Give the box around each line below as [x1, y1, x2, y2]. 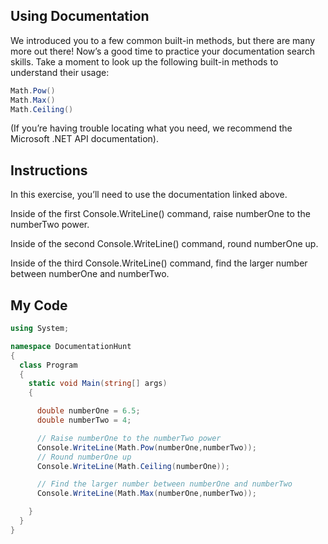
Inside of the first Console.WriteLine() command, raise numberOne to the [10, 208, 311, 220]
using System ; [10, 324, 70, 334]
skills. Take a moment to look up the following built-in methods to [10, 55, 279, 68]
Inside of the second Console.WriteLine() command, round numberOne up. [10, 238, 319, 250]
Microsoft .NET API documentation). [10, 133, 159, 145]
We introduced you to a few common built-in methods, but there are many [10, 34, 316, 46]
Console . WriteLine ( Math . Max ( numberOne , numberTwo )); [36, 489, 257, 499]
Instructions [10, 162, 88, 179]
